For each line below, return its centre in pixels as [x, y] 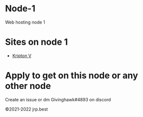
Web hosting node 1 [25, 22]
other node [28, 86]
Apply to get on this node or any [72, 75]
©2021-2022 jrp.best [27, 109]
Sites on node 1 [36, 42]
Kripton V [22, 56]
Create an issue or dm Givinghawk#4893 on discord [58, 99]
